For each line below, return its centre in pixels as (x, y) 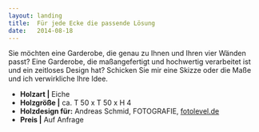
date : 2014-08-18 (41, 30)
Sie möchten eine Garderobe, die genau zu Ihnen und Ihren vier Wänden (127, 54)
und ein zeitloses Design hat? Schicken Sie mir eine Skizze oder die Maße (130, 70)
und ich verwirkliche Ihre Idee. (58, 79)
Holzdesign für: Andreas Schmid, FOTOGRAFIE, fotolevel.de (120, 111)
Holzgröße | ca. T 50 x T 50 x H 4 (76, 103)
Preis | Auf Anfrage (52, 120)
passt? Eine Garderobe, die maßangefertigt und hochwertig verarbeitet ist (129, 62)
